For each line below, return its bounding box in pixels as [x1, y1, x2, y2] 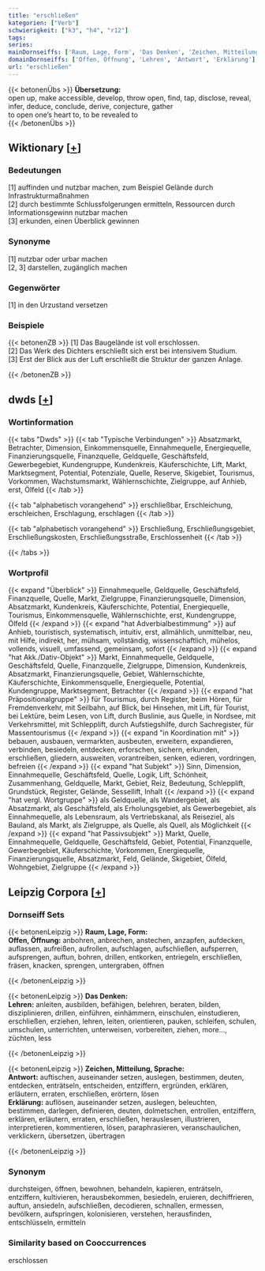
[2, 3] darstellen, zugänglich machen [8, 262, 128, 272]
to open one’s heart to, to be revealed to [8, 110, 138, 119]
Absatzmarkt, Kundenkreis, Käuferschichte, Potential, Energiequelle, [8, 602, 230, 612]
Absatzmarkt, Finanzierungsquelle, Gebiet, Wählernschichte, [8, 669, 205, 679]
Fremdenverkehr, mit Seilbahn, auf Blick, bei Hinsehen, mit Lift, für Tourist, [8, 703, 250, 712]
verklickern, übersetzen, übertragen [8, 1131, 125, 1141]
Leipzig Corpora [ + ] [8, 885, 106, 899]
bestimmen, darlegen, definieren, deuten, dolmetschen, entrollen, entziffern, [8, 1106, 256, 1115]
